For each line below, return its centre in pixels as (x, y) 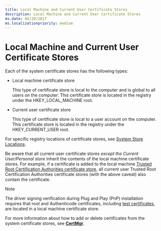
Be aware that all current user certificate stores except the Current (72, 154)
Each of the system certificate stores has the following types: (67, 71)
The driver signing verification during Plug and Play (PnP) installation (74, 198)
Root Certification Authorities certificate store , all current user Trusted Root (80, 169)
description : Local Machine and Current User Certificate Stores (73, 14)
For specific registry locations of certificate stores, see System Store (74, 139)
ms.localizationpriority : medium (39, 23)
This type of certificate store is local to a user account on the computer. (84, 119)
